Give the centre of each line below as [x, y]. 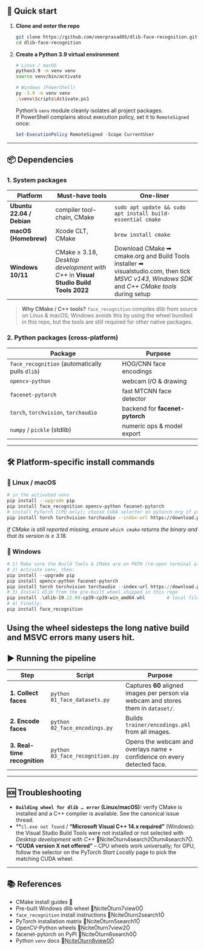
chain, [64, 217]
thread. [25, 819]
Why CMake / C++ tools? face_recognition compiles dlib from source [109, 309]
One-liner [154, 196]
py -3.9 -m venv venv [43, 93]
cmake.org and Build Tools [152, 256]
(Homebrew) [28, 239]
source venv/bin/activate [48, 76]
